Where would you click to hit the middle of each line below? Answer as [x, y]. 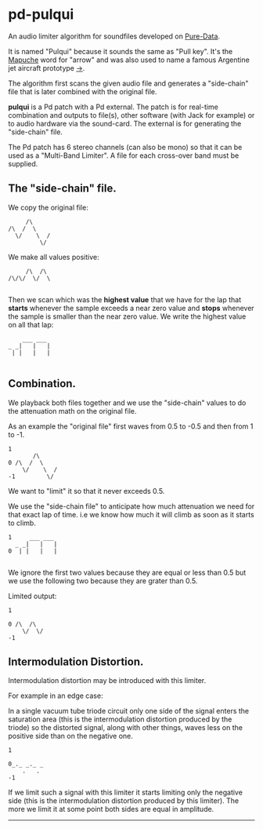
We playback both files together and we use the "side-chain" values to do [127, 403]
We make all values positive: [54, 257]
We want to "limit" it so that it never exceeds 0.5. [86, 491]
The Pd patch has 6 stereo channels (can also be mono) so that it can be [125, 147]
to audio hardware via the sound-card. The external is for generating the [125, 123]
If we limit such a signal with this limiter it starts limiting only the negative [125, 792]
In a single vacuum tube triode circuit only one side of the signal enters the [129, 711]
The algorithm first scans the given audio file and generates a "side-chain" [128, 83]
